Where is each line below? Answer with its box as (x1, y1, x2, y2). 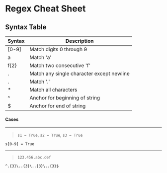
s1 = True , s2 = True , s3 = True (17, 132, 83, 138)
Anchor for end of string (29, 102, 86, 109)
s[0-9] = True (5, 142, 35, 147)
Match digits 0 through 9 (29, 46, 87, 53)
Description (65, 38, 94, 44)
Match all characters (29, 86, 78, 93)
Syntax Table (5, 23, 47, 31)
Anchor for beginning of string (29, 94, 100, 101)
